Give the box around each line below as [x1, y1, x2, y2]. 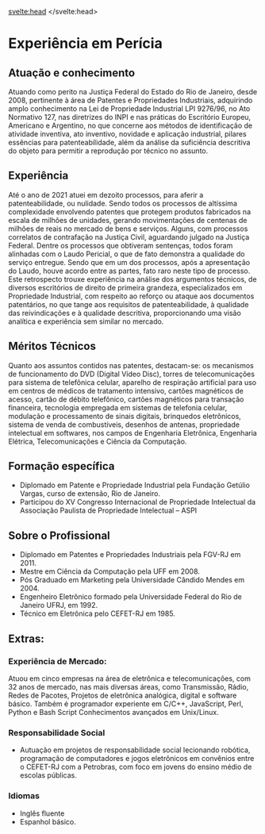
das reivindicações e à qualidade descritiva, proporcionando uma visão [8, 308, 242, 317]
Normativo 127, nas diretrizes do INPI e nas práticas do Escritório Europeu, [8, 113, 252, 121]
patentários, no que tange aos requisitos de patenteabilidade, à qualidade [8, 299, 249, 309]
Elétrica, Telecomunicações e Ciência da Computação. [8, 436, 187, 446]
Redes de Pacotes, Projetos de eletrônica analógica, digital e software [8, 690, 237, 700]
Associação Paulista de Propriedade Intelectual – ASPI [19, 505, 198, 515]
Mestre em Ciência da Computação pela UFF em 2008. [19, 567, 201, 576]
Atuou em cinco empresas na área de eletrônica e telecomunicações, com [8, 674, 252, 683]
